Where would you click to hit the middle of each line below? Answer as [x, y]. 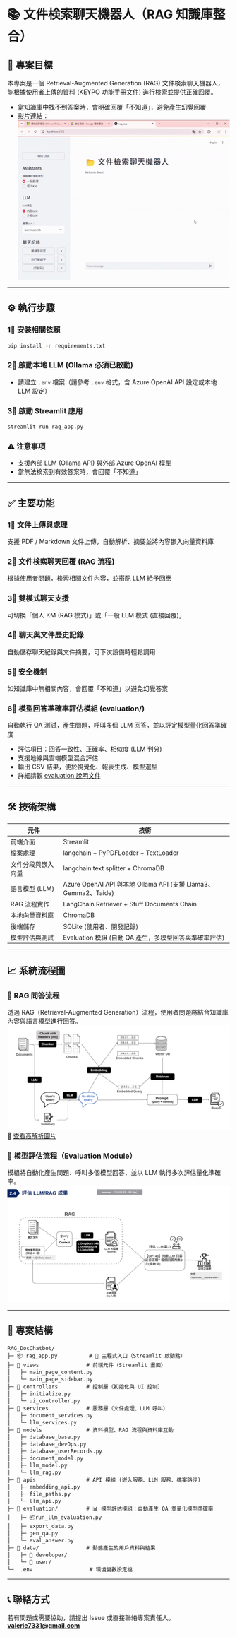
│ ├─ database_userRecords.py [55, 1451]
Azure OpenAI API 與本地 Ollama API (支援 [124, 884]
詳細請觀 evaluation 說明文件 [59, 776]
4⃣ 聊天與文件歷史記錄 [45, 635]
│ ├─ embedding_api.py [44, 1487]
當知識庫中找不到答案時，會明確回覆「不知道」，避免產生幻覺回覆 [112, 107]
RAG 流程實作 [30, 904]
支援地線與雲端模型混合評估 [58, 758]
